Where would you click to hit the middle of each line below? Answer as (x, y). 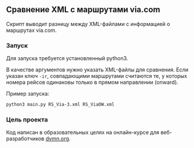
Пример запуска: (28, 94)
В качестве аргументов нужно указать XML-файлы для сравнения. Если (97, 70)
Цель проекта (27, 119)
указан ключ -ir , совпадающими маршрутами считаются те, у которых (97, 76)
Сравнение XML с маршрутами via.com (83, 10)
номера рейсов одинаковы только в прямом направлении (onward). (92, 83)
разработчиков (25, 139)
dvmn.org (57, 139)
